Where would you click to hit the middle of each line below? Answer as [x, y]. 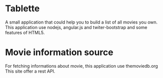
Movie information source [59, 52]
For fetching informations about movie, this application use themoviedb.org [81, 66]
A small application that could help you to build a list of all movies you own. [81, 22]
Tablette [22, 9]
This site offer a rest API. [30, 71]
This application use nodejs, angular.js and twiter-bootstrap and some [76, 27]
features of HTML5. [25, 32]
